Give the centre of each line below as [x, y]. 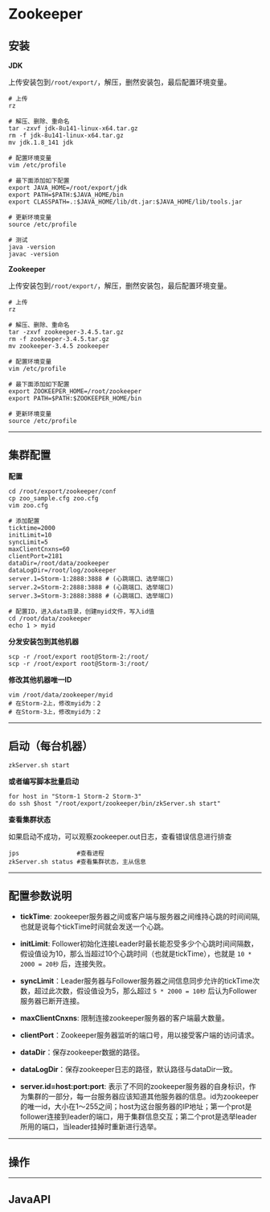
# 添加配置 [24, 521]
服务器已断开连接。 [52, 1001]
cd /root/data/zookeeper [50, 618]
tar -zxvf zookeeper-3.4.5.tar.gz [66, 332]
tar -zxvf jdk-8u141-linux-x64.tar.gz [73, 129]
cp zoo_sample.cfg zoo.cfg [53, 498]
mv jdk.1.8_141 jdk [41, 142]
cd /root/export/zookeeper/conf [62, 491]
